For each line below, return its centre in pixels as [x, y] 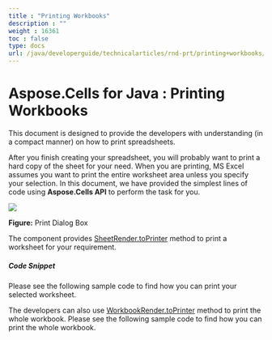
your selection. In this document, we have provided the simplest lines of [128, 183]
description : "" [38, 23]
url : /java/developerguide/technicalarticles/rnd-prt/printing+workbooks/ [137, 53]
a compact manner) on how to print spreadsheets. [92, 142]
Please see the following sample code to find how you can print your [123, 286]
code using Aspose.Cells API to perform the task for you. [104, 192]
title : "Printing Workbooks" [59, 16]
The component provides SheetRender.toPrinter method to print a [118, 238]
